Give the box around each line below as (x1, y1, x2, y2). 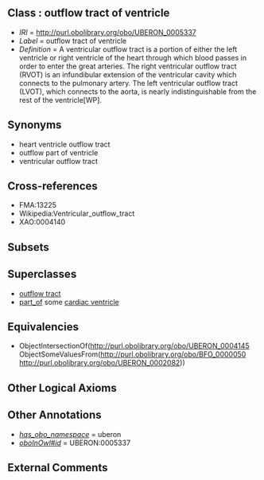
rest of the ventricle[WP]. (18, 95, 103, 104)
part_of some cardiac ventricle (18, 297, 120, 306)
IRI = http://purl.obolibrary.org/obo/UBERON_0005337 (18, 27, 196, 37)
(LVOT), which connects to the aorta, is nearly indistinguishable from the (18, 87, 257, 96)
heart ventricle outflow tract (18, 139, 111, 149)
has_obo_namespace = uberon (18, 429, 122, 439)
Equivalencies (7, 320, 79, 334)
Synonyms (7, 119, 62, 132)
